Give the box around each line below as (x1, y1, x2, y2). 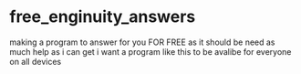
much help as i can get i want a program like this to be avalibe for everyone (9, 46, 292, 57)
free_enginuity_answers (9, 6, 196, 27)
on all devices (9, 56, 62, 67)
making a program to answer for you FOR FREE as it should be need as (9, 37, 275, 48)
